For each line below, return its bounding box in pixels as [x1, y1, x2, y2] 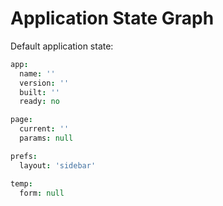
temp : [10, 178, 33, 189]
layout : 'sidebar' [19, 160, 97, 171]
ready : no [19, 97, 60, 107]
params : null [19, 133, 74, 144]
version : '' [19, 78, 70, 88]
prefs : [10, 151, 38, 161]
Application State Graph [10, 7, 215, 30]
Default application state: [10, 40, 114, 52]
